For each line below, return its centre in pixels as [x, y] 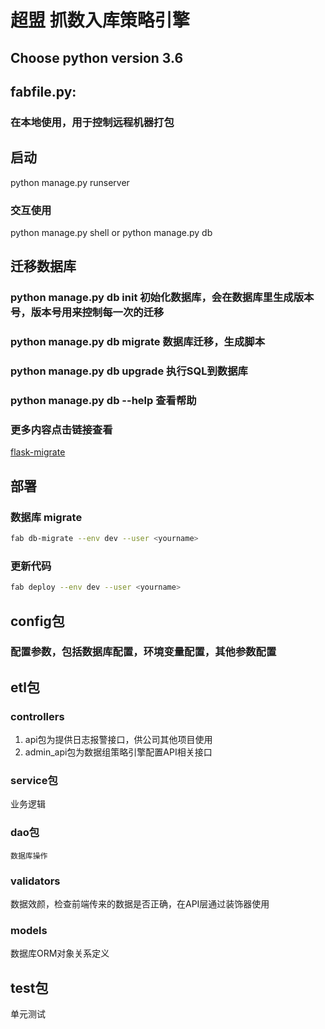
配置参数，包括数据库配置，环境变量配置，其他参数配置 [143, 652]
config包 [37, 621]
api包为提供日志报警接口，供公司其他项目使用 [118, 740]
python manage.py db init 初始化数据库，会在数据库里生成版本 [162, 298]
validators [35, 881]
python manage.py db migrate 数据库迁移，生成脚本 [138, 342]
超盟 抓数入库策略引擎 [100, 20]
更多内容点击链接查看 [61, 429]
